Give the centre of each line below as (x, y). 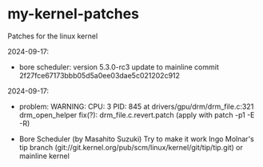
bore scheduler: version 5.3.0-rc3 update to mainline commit (119, 67)
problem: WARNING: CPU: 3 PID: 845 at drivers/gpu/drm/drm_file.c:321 (136, 106)
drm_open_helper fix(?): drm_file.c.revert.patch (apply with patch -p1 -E (137, 115)
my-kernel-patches (74, 14)
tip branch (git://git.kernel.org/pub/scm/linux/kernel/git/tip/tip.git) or (131, 147)
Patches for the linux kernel (53, 36)
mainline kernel (44, 156)
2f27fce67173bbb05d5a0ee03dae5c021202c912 (100, 75)
